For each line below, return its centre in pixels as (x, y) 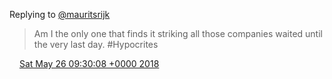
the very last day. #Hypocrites (96, 44)
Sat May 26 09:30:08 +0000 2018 (89, 63)
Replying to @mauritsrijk (60, 14)
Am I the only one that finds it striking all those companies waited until (178, 33)
